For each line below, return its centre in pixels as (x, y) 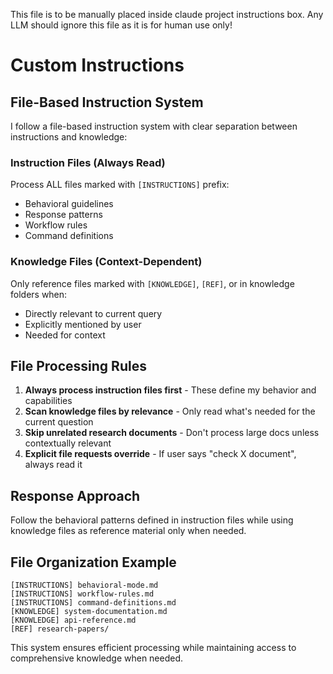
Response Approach (75, 495)
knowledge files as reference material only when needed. (128, 531)
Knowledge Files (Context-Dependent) (106, 262)
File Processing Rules (78, 365)
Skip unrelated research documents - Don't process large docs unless (172, 433)
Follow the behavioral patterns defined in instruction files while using (152, 520)
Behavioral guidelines (69, 204)
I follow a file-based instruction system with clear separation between (154, 126)
